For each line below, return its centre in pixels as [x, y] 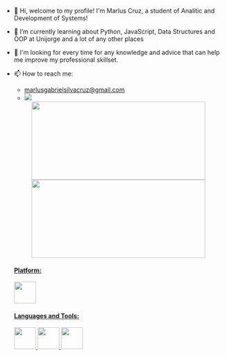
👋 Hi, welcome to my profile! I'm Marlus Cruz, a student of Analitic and [114, 11]
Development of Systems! [51, 18]
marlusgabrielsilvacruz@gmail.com [74, 90]
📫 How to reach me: [43, 74]
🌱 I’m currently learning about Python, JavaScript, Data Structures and [114, 32]
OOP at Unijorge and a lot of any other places [79, 39]
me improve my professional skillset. [66, 60]
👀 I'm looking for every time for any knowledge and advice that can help [117, 52]
